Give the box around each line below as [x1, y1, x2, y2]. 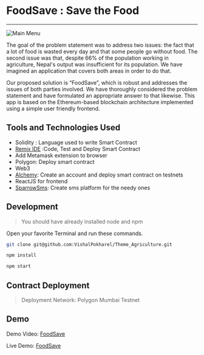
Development [6, 202, 59, 212]
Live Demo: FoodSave [6, 342, 61, 349]
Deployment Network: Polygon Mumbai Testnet [21, 297, 140, 303]
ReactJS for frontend [15, 177, 68, 185]
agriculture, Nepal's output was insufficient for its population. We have [6, 60, 183, 68]
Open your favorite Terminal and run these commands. [6, 230, 143, 237]
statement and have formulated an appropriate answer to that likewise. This [6, 92, 195, 99]
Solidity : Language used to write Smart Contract [15, 138, 138, 146]
